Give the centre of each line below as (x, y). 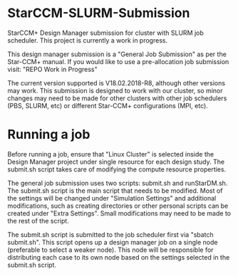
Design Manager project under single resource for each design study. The (116, 161)
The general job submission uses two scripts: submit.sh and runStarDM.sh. (118, 183)
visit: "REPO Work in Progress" (52, 69)
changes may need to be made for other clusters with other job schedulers (117, 98)
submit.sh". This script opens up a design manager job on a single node (113, 242)
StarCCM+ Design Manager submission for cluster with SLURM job (106, 33)
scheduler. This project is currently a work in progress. (88, 40)
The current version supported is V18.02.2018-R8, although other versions (117, 83)
